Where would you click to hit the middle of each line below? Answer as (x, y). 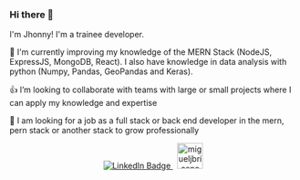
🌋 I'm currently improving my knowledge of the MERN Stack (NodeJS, (140, 52)
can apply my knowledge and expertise (83, 103)
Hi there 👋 (32, 15)
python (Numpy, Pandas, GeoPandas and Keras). (101, 71)
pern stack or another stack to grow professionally (104, 131)
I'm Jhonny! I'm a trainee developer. (77, 35)
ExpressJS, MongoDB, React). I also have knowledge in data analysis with (148, 62)
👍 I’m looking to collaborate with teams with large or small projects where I (150, 90)
